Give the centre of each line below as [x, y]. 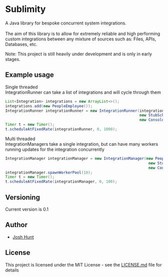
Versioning [22, 197]
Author [16, 225]
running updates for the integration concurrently [55, 149]
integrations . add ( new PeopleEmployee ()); [49, 106]
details [12, 270]
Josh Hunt [23, 237]
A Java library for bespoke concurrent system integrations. [66, 23]
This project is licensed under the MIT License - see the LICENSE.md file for [83, 265]
